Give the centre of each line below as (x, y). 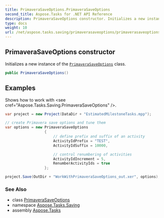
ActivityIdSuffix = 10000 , (81, 145)
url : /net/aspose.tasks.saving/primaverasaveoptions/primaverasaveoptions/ (84, 32)
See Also (16, 189)
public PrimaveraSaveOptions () (37, 73)
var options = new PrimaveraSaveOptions (47, 128)
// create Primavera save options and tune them (55, 123)
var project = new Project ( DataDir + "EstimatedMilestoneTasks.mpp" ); (78, 114)
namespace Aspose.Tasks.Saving (46, 205)
